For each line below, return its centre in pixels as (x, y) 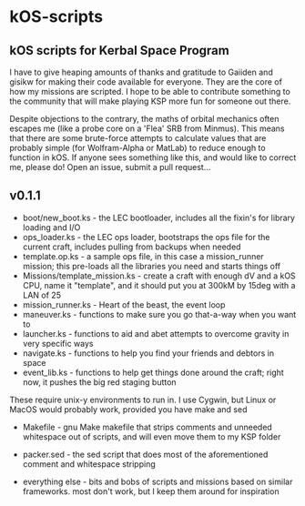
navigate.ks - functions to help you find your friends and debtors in (148, 353)
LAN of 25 (42, 295)
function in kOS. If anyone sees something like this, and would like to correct (153, 157)
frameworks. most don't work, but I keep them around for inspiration (151, 491)
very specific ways (58, 343)
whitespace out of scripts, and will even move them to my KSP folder (152, 436)
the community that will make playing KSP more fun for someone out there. (150, 101)
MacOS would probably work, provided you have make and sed (128, 409)
